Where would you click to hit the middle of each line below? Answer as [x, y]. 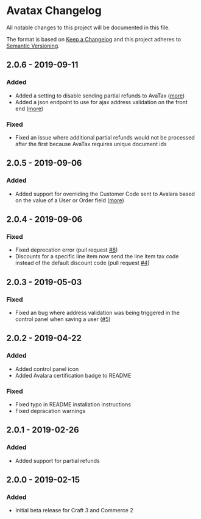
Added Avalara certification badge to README [73, 375]
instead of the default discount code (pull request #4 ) [83, 263]
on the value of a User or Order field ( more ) [70, 200]
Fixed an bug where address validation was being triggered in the [97, 312]
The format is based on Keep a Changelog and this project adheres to [94, 39]
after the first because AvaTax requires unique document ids [91, 144]
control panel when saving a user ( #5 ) [63, 319]
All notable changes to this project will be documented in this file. [88, 27]
